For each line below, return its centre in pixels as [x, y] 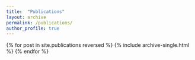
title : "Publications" [36, 12]
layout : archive [26, 17]
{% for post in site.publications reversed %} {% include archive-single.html [98, 45]
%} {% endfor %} [28, 52]
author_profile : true [33, 28]
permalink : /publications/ [39, 23]
